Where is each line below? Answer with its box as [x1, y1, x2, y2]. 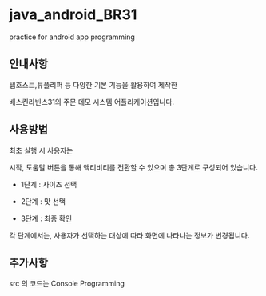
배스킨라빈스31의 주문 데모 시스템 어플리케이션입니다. [9, 97, 175, 106]
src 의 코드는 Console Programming [9, 278, 125, 289]
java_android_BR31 [9, 6, 137, 24]
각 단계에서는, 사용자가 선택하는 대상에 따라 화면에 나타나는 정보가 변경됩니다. [9, 230, 250, 240]
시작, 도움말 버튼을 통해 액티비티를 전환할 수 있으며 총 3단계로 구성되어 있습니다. [9, 162, 258, 172]
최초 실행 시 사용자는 [9, 146, 73, 155]
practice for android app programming [9, 32, 135, 42]
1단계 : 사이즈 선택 [20, 179, 77, 189]
